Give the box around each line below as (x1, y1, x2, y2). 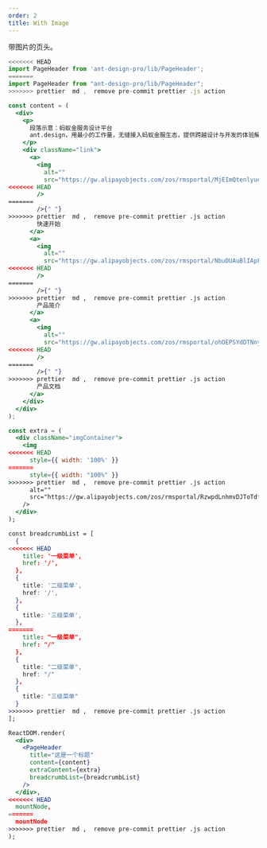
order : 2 (8, 11, 37, 20)
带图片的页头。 (8, 41, 57, 52)
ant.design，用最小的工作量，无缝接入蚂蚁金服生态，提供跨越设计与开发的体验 (29, 131, 255, 139)
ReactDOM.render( (8, 729, 66, 737)
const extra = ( (8, 426, 62, 434)
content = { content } (29, 759, 91, 767)
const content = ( (8, 101, 69, 110)
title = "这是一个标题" (29, 751, 94, 760)
